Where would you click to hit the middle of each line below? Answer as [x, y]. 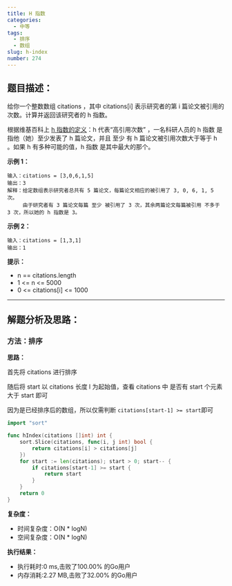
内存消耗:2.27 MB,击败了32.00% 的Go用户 [77, 575]
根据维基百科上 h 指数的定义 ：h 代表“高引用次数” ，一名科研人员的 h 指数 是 [115, 129]
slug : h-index [28, 52]
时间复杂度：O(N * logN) [52, 528]
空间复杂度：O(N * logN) [52, 537]
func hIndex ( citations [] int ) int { [60, 436]
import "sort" [28, 423]
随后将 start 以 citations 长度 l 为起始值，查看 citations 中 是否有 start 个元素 [115, 387]
